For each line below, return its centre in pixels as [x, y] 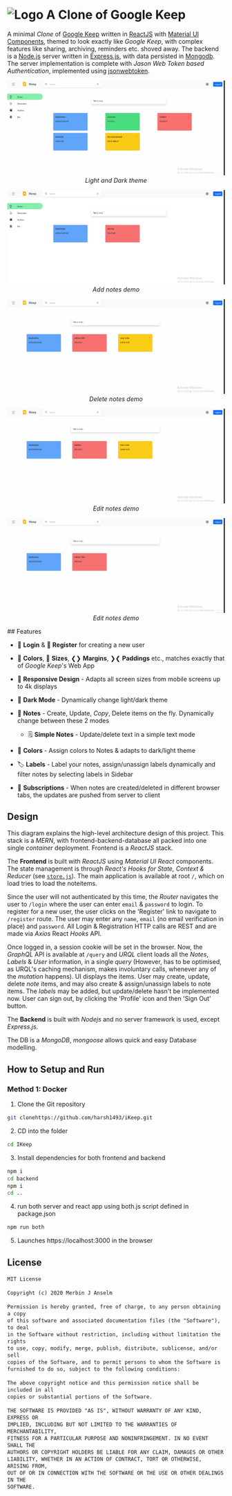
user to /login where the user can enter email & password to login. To [105, 905]
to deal [18, 1328]
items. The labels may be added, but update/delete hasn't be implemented [113, 991]
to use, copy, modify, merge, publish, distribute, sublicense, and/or [112, 1348]
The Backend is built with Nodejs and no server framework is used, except [113, 1019]
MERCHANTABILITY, [32, 1432]
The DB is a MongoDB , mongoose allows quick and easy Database [102, 1040]
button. [17, 1006]
